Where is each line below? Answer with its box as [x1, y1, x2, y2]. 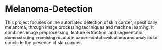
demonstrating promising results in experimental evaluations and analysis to [5, 35, 158, 40]
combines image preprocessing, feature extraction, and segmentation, [5, 29, 146, 35]
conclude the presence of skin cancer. [5, 39, 82, 45]
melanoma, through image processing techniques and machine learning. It [5, 24, 154, 30]
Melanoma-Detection [5, 3, 93, 14]
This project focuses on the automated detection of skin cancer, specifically [5, 19, 157, 25]
